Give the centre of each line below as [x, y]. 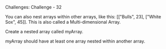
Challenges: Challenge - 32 [33, 7]
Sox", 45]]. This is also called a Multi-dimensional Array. [63, 22]
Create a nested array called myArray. [44, 31]
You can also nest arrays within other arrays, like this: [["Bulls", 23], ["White [83, 17]
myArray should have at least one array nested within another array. [75, 41]
